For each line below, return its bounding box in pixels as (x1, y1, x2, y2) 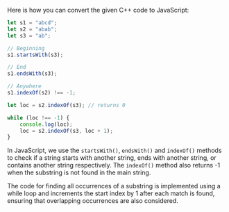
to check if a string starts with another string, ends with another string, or (7, 154, 217, 162)
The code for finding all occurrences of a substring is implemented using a (7, 182, 221, 190)
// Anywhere (7, 83, 42, 90)
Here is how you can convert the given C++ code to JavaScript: (7, 6, 189, 14)
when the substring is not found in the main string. (7, 168, 151, 177)
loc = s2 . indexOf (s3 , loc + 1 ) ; (19, 127, 113, 134)
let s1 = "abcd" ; (7, 19, 58, 26)
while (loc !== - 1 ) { (7, 114, 70, 121)
